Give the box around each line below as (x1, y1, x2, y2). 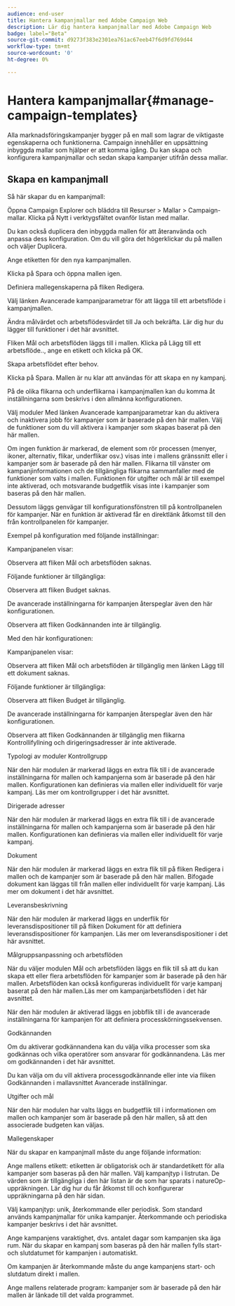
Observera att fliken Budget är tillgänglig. (7, 696, 126, 704)
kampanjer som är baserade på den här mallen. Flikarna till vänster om (7, 459, 211, 468)
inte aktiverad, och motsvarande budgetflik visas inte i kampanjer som (7, 481, 210, 489)
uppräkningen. (7, 1184, 50, 1192)
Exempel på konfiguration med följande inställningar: (7, 531, 159, 539)
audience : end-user (7, 10, 65, 18)
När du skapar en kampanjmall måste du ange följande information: (7, 1148, 201, 1156)
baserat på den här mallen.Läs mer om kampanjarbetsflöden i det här (7, 986, 208, 995)
